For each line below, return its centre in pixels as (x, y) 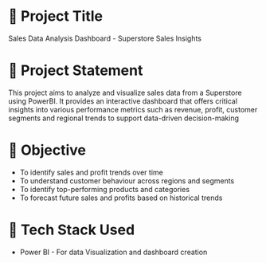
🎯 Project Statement (76, 71)
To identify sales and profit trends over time (91, 172)
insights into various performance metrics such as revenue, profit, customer (133, 109)
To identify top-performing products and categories (104, 189)
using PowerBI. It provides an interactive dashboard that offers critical (123, 101)
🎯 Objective (47, 150)
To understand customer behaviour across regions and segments (127, 181)
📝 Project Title (56, 16)
